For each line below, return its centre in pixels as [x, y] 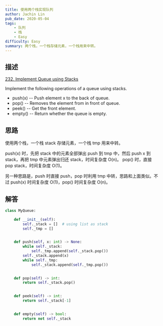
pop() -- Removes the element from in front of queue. [66, 103]
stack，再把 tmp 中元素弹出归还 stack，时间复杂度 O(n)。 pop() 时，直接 [79, 160]
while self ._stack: [43, 247]
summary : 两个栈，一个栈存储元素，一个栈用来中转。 [51, 46]
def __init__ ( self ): [35, 219]
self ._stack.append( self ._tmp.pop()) [70, 265]
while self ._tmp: [40, 260]
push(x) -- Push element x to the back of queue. [61, 98]
